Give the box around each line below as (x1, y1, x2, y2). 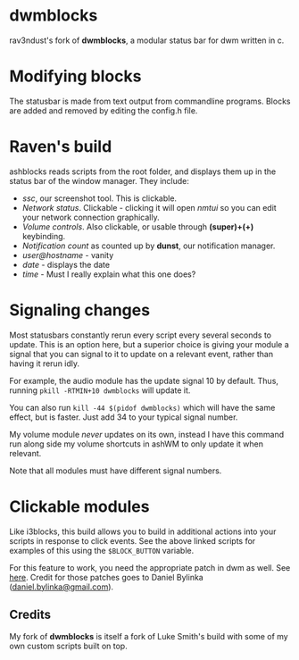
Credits (9, 607, 52, 622)
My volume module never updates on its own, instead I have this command (9, 429, 284, 439)
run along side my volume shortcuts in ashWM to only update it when (9, 439, 263, 449)
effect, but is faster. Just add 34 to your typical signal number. (9, 412, 238, 422)
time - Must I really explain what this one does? (21, 269, 196, 280)
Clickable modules (9, 497, 150, 516)
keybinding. (21, 230, 66, 241)
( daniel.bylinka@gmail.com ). (9, 581, 114, 592)
